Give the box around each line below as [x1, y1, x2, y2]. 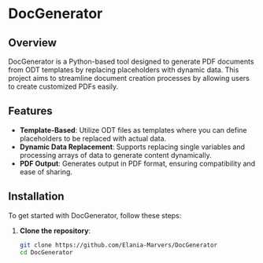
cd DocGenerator [19, 248, 73, 256]
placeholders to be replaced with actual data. [19, 133, 167, 143]
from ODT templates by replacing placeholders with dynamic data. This [8, 65, 239, 75]
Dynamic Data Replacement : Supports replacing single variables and [19, 142, 246, 152]
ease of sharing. [19, 166, 73, 177]
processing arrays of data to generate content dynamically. [19, 150, 212, 159]
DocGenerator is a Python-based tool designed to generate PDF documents [8, 57, 254, 66]
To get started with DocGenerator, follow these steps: [8, 210, 182, 220]
